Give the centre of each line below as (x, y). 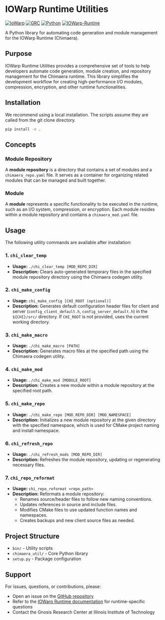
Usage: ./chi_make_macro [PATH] (46, 346)
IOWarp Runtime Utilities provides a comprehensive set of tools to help (78, 65)
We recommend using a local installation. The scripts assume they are (77, 115)
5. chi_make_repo (25, 404)
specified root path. (33, 391)
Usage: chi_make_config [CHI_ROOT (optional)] (62, 301)
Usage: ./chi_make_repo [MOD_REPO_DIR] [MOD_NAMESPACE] (72, 414)
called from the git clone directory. (41, 120)
